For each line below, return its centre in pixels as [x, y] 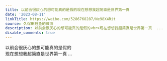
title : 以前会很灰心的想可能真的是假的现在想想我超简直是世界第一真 [67, 10]
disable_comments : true [30, 33]
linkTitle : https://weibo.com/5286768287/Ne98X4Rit [60, 19]
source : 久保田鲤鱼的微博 [29, 24]
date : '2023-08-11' [26, 14]
